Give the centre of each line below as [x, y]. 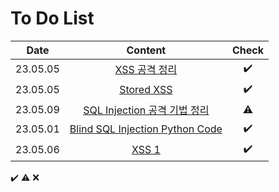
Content [146, 50]
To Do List [52, 18]
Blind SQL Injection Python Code [146, 129]
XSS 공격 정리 [146, 70]
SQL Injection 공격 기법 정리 [146, 110]
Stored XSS [146, 90]
